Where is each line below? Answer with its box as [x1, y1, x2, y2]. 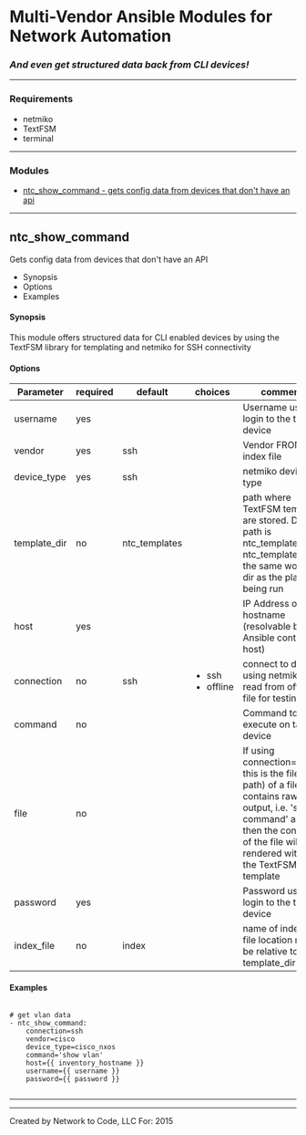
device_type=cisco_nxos [25, 1042, 117, 1051]
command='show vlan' [25, 1050, 104, 1059]
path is [242, 526, 271, 538]
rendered [242, 847, 282, 859]
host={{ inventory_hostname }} [25, 1058, 145, 1067]
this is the [242, 767, 284, 780]
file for [242, 692, 271, 704]
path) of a [242, 778, 285, 791]
